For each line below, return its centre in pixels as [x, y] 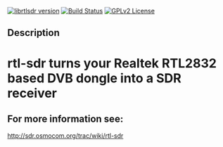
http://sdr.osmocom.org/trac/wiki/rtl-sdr [65, 136]
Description [33, 33]
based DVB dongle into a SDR [94, 78]
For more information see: [65, 119]
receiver [32, 93]
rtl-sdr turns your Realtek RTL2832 [112, 63]
